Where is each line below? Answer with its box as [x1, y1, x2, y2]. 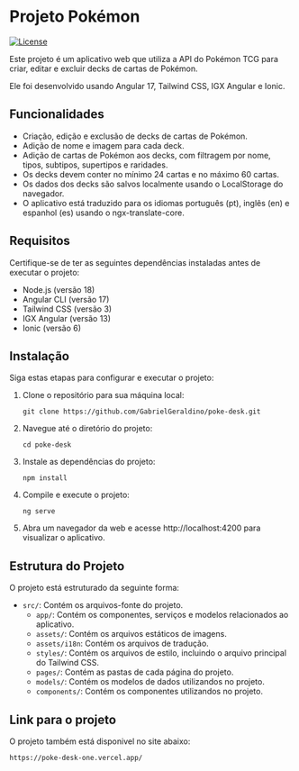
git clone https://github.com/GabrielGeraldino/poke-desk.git [22, 407, 261, 416]
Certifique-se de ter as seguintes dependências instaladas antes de [9, 257, 261, 268]
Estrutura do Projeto [9, 558, 125, 574]
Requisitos [9, 233, 70, 249]
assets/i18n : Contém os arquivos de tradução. [35, 638, 209, 649]
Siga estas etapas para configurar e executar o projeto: [9, 372, 214, 384]
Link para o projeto [9, 712, 117, 727]
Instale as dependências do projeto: [22, 457, 156, 467]
